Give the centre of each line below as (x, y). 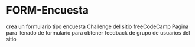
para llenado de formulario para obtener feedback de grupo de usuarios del (98, 32)
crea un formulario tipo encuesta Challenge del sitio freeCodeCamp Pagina (97, 26)
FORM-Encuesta (47, 10)
